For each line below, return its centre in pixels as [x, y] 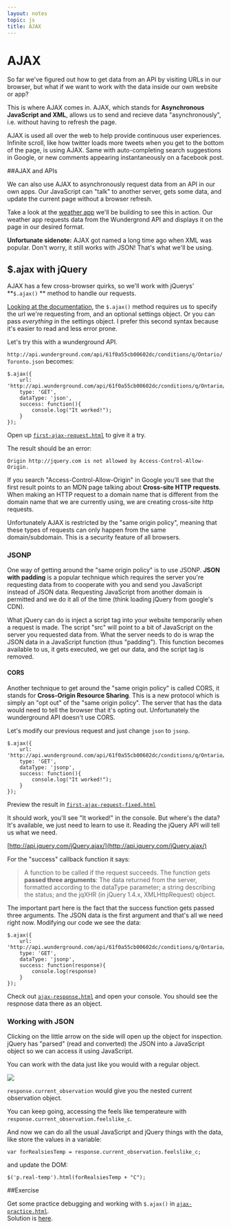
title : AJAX [24, 26]
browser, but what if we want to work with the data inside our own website [112, 87]
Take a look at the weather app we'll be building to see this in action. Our [110, 212]
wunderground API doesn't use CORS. [61, 717]
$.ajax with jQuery [47, 269]
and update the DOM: [37, 1165]
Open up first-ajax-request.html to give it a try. [77, 435]
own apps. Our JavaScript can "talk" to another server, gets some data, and [114, 192]
